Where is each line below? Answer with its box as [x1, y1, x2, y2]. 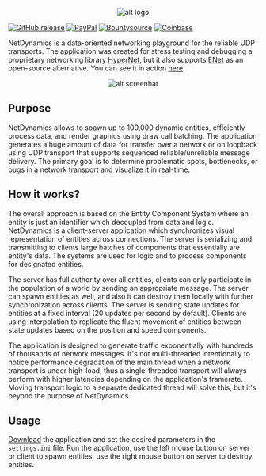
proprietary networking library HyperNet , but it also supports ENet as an [8, 55, 244, 64]
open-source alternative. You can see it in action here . [8, 63, 185, 73]
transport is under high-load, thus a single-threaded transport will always [8, 365, 247, 375]
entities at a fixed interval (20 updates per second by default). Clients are [8, 308, 247, 318]
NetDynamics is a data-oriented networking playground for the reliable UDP [8, 38, 256, 48]
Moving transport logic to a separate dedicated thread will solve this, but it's [8, 383, 256, 392]
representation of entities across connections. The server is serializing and [8, 234, 253, 243]
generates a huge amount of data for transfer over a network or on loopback [8, 139, 258, 149]
